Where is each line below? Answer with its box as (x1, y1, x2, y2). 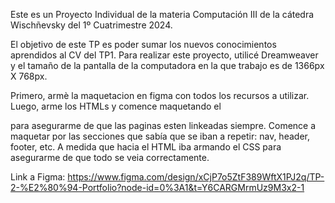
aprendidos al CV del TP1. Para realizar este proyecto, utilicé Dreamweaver (10, 49, 319, 61)
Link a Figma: (10, 171, 66, 183)
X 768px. (10, 70, 48, 82)
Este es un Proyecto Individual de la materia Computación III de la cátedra (10, 9, 315, 20)
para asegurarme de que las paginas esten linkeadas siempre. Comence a (10, 120, 317, 131)
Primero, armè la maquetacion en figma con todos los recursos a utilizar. (10, 90, 310, 101)
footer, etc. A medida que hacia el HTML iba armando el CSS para (10, 141, 282, 153)
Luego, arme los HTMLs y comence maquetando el (10, 100, 222, 112)
